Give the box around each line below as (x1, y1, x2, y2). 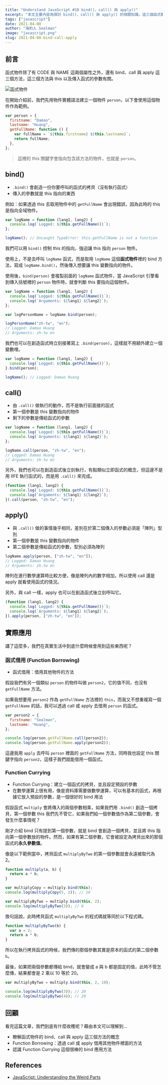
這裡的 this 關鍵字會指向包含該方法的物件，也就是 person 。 (17, 155, 139, 161)
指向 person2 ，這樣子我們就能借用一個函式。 (13, 757, 106, 763)
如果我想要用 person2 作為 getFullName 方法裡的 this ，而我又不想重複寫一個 (5, 696, 161, 702)
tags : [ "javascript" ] (5, 17, 50, 22)
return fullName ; (14, 136, 50, 142)
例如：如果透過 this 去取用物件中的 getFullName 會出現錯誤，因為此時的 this (5, 201, 160, 207)
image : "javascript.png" (5, 31, 57, 36)
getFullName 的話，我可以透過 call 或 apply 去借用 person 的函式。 (5, 702, 141, 708)
